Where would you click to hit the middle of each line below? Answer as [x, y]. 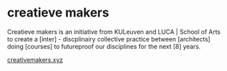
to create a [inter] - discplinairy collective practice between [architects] [109, 39]
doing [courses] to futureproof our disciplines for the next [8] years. [104, 46]
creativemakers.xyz [35, 59]
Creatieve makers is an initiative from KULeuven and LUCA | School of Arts [114, 32]
